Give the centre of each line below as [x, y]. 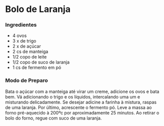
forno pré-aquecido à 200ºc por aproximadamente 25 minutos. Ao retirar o [82, 112]
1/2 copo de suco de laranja [41, 62]
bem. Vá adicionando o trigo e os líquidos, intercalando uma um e [73, 96]
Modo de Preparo [27, 80]
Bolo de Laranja [38, 9]
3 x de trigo [24, 41]
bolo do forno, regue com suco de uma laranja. [53, 118]
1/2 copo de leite [29, 57]
